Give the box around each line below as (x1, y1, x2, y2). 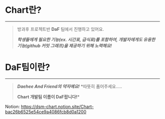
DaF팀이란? (5, 62, 50, 73)
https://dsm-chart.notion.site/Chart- (21, 103, 94, 109)
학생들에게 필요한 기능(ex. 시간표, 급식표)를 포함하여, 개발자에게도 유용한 (17, 36, 156, 42)
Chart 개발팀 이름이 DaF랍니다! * (17, 94, 80, 99)
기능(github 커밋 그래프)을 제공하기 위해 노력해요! (17, 43, 112, 48)
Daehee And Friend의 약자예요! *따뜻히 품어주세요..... (17, 83, 122, 89)
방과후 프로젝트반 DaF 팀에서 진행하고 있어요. (17, 26, 104, 32)
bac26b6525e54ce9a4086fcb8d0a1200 (5, 109, 87, 115)
